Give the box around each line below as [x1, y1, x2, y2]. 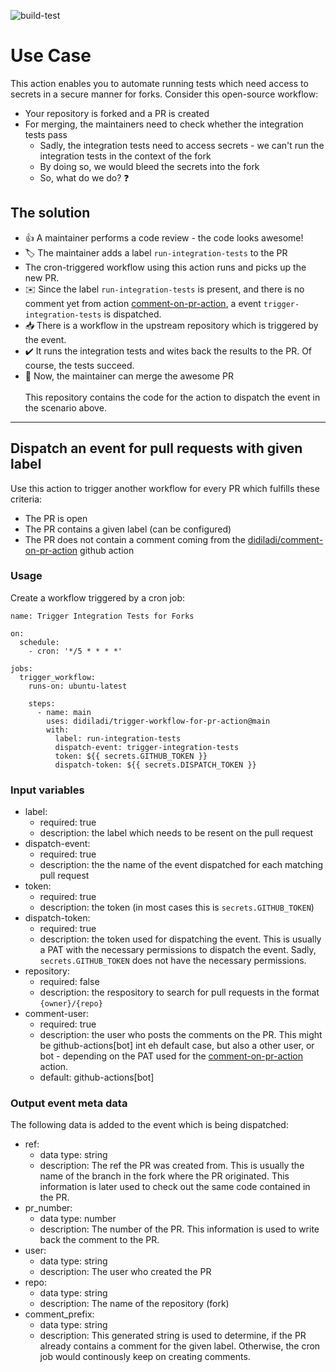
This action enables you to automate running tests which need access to [10, 77, 309, 89]
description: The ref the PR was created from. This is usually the [39, 1160, 305, 1172]
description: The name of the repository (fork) [39, 1298, 230, 1310]
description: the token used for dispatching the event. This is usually [39, 933, 322, 945]
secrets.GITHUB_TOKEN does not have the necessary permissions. [39, 955, 307, 967]
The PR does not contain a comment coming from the [24, 533, 246, 545]
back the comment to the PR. [39, 1234, 160, 1246]
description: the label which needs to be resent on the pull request [39, 827, 314, 839]
